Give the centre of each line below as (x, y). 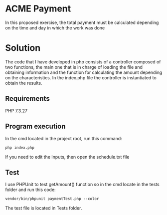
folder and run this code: (30, 190)
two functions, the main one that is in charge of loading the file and (74, 67)
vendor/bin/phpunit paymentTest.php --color (52, 199)
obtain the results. (24, 83)
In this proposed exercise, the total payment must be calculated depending (82, 22)
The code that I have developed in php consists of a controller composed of (83, 62)
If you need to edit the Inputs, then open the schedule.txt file (67, 157)
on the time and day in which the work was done (55, 27)
